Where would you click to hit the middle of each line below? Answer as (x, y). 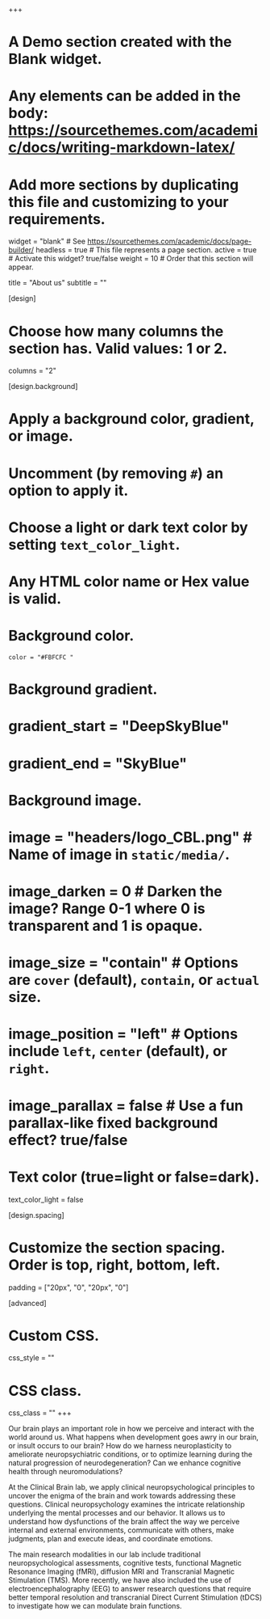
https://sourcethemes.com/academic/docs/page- (170, 241)
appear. (21, 267)
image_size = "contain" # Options (124, 963)
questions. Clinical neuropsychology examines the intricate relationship (127, 1504)
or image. (41, 436)
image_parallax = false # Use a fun (126, 1105)
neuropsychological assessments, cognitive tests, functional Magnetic (125, 1563)
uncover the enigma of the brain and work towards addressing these (122, 1496)
